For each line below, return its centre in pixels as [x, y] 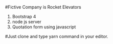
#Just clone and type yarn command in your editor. [57, 36]
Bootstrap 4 [24, 16]
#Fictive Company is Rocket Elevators [43, 7]
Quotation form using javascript [44, 27]
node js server [27, 22]
